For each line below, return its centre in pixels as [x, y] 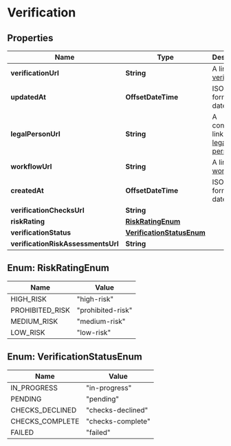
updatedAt [29, 97]
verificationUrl [35, 73]
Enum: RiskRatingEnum [58, 268]
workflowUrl [31, 166]
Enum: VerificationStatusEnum [75, 357]
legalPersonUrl [35, 134]
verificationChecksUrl [47, 210]
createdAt [27, 190]
